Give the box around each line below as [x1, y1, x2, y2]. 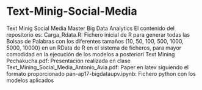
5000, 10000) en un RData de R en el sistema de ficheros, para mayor [6, 44, 182, 51]
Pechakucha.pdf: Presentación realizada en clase [6, 57, 131, 64]
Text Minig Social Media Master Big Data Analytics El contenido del [6, 24, 175, 32]
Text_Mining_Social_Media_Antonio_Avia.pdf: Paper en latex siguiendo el [6, 63, 189, 71]
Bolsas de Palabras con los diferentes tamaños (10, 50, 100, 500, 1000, [6, 37, 184, 45]
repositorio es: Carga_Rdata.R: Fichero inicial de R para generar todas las [6, 31, 190, 38]
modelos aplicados [6, 77, 54, 84]
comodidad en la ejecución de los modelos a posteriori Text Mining [6, 50, 175, 58]
